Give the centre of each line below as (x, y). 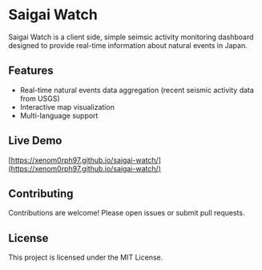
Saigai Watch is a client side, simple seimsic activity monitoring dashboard (131, 37)
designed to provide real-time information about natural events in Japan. (128, 45)
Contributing (41, 193)
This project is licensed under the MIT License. (86, 257)
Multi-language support (59, 115)
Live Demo (35, 141)
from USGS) (40, 99)
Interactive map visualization (67, 107)
